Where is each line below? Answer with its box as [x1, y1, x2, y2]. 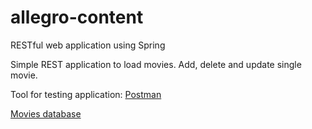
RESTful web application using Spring [10, 39, 166, 51]
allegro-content [10, 6, 144, 29]
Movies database [10, 107, 82, 120]
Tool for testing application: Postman [10, 88, 162, 100]
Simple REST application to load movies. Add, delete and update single [10, 58, 302, 70]
